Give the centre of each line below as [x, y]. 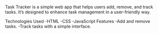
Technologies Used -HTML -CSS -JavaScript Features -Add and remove [78, 21]
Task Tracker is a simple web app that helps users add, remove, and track [79, 7]
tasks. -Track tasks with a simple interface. [48, 26]
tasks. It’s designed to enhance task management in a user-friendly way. [78, 12]
